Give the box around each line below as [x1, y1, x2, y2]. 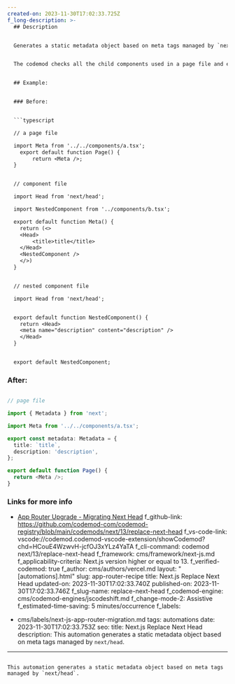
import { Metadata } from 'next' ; [7, 410, 108, 417]
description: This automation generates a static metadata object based [17, 630, 222, 639]
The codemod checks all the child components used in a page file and [13, 61, 224, 68]
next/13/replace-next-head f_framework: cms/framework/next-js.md [17, 550, 215, 558]
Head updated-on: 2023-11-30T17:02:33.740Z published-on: [17, 580, 192, 588]
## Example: [13, 80, 49, 87]
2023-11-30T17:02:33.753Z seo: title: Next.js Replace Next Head [17, 623, 203, 632]
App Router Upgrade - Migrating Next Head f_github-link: [17, 513, 183, 521]
